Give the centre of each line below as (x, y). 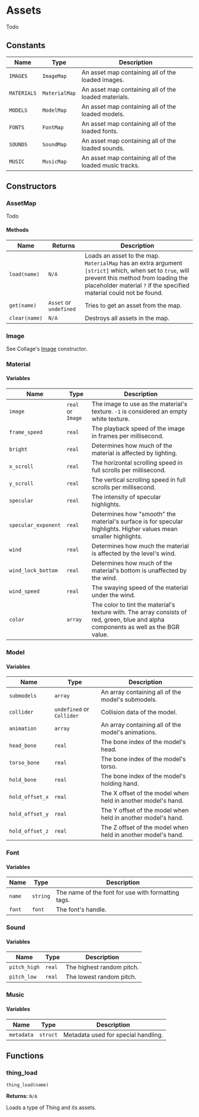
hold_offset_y (29, 814)
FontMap (53, 127)
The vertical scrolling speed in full (139, 480)
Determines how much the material (140, 546)
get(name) (23, 305)
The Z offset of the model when (144, 827)
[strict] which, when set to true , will (137, 270)
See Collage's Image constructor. (47, 349)
